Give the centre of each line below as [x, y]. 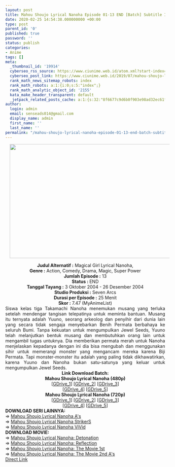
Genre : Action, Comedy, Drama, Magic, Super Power [85, 271]
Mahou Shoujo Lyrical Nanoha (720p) [85, 395]
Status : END [85, 281]
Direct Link [16, 459]
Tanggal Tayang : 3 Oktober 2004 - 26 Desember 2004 [85, 287]
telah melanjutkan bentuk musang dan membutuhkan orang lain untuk [85, 336]
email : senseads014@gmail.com [42, 114]
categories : [18, 48]
